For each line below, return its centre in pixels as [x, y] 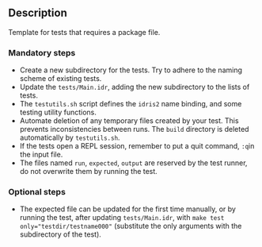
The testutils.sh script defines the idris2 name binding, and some [131, 104]
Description [38, 13]
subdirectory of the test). [60, 234]
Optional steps [37, 192]
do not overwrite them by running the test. [89, 172]
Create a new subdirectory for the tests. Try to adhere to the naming [131, 70]
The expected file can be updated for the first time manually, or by [127, 209]
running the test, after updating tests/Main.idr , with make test [122, 218]
